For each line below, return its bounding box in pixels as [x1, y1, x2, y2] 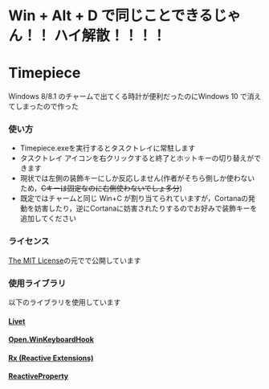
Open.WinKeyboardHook [8, 334, 95, 345]
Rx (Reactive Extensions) [8, 353, 94, 362]
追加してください [19, 214, 76, 223]
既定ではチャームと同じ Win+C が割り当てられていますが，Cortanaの [19, 194, 249, 203]
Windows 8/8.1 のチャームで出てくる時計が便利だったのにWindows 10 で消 [8, 92, 255, 101]
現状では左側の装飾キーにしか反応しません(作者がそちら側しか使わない [19, 174, 255, 183]
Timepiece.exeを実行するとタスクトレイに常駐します [19, 143, 196, 153]
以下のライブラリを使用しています [8, 297, 121, 307]
